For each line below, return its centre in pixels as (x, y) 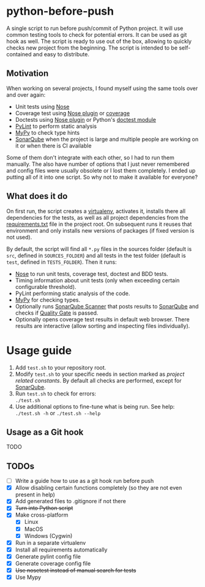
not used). (19, 237)
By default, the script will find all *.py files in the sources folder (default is (99, 249)
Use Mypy (28, 577)
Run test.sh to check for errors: (56, 394)
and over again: (26, 95)
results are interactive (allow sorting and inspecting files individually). (102, 326)
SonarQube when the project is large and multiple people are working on (107, 139)
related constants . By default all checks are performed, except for (98, 380)
